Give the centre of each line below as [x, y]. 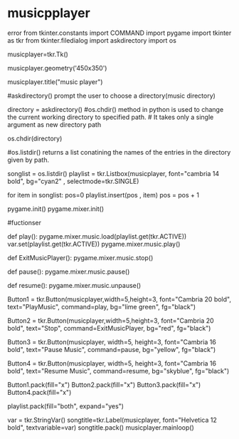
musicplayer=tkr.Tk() [38, 54]
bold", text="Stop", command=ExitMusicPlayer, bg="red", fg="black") [109, 328]
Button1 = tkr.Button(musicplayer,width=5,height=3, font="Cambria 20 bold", [119, 299]
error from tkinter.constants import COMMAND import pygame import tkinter [119, 33]
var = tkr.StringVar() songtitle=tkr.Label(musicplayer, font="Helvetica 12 [112, 420]
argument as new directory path [54, 124]
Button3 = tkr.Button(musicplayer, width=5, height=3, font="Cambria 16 [112, 342]
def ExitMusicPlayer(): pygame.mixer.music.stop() [80, 257]
